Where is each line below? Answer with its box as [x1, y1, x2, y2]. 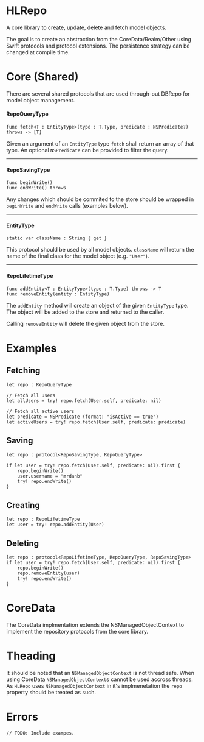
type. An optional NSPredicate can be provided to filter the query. [6, 147, 169, 154]
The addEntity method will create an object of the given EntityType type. [6, 302, 189, 309]
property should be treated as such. [6, 689, 96, 696]
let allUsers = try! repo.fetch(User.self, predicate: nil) [6, 397, 162, 404]
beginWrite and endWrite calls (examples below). [6, 202, 129, 210]
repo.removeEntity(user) [17, 570, 80, 576]
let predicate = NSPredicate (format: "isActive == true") [6, 414, 159, 420]
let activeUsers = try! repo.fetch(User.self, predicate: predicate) [6, 419, 186, 425]
